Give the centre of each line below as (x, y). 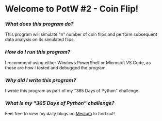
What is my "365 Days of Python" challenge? (60, 103)
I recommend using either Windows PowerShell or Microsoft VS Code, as (78, 62)
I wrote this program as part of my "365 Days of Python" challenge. (72, 91)
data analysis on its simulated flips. (40, 40)
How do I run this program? (38, 52)
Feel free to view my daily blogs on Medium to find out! (60, 114)
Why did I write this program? (40, 80)
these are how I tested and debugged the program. (56, 67)
